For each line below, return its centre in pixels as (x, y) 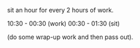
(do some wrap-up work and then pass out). (70, 37)
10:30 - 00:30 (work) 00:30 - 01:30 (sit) (63, 23)
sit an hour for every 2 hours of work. (61, 10)
